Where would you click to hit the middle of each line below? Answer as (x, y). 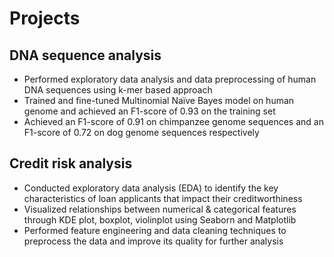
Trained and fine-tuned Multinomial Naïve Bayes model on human (159, 100)
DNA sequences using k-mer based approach (118, 90)
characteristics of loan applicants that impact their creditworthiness (163, 198)
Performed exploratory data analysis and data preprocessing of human (170, 79)
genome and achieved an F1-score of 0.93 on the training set (149, 111)
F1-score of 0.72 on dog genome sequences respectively (141, 132)
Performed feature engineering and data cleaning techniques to (155, 230)
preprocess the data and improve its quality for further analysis (153, 241)
